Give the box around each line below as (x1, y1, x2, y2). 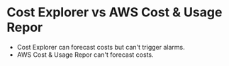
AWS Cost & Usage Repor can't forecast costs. (16, 50, 154, 59)
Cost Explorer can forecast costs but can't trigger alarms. (16, 43, 185, 51)
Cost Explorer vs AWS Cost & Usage (6, 4, 223, 21)
